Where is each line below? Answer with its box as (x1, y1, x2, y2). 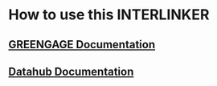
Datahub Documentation (8, 64, 134, 78)
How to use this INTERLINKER (8, 6, 210, 24)
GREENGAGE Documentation (8, 38, 156, 51)
